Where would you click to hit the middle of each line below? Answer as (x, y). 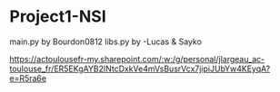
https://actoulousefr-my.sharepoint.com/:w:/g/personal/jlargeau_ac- (137, 59)
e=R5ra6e (28, 78)
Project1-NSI (58, 17)
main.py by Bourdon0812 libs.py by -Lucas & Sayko (106, 41)
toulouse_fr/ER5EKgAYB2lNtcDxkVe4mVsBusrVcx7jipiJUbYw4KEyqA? (140, 69)
